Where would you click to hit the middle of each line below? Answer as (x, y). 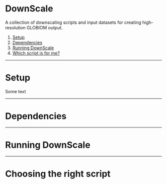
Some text (16, 91)
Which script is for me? (36, 53)
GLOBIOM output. (45, 27)
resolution (15, 27)
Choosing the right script (58, 174)
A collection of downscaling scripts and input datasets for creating (73, 22)
